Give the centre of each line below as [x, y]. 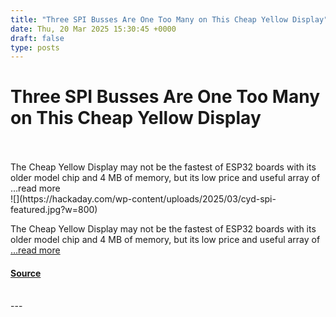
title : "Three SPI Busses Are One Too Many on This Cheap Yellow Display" [169, 19]
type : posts [35, 47]
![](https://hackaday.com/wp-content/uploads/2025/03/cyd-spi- [143, 199]
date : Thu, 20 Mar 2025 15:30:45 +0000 [93, 29]
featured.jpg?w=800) [54, 210]
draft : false [37, 38]
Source [26, 273]
